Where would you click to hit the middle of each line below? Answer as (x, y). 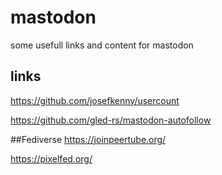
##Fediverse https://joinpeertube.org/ (88, 139)
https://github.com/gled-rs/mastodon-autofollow (111, 120)
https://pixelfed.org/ (51, 158)
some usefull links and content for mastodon (102, 45)
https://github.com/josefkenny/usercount (95, 100)
